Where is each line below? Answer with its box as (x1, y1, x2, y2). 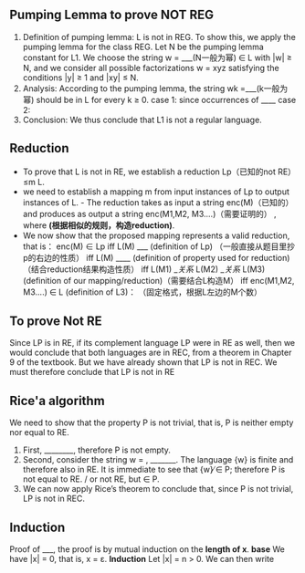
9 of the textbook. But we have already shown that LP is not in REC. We (9, 357, 278, 368)
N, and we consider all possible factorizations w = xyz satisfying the (22, 62, 280, 73)
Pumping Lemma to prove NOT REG (9, 7, 215, 23)
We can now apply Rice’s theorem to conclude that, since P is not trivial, (22, 484, 294, 495)
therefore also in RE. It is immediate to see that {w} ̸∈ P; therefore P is (22, 464, 286, 475)
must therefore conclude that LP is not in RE (9, 367, 175, 378)
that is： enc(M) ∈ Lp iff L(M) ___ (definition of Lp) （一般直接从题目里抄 (22, 241, 295, 252)
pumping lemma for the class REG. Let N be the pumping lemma (22, 41, 265, 52)
